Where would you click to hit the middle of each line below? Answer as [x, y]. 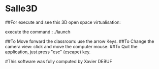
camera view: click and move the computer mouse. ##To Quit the [71, 46]
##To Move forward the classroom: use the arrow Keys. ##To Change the [79, 41]
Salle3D [21, 9]
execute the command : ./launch [38, 32]
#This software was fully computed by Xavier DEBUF [59, 61]
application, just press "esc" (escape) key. [48, 52]
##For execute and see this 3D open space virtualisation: [63, 22]
